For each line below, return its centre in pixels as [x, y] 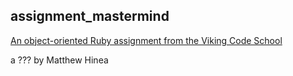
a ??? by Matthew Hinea [59, 60]
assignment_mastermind [90, 16]
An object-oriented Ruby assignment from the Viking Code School [146, 40]
